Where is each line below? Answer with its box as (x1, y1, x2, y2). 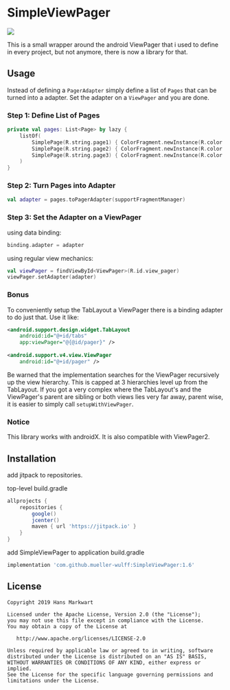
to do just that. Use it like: (7, 313, 79, 321)
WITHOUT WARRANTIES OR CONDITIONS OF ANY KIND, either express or (7, 659, 201, 666)
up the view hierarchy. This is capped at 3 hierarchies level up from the (7, 378, 208, 386)
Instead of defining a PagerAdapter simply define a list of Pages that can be (7, 86, 217, 94)
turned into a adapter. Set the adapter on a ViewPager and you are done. (7, 93, 209, 101)
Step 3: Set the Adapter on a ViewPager (7, 213, 142, 222)
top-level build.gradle (7, 484, 68, 493)
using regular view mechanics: (7, 254, 94, 262)
